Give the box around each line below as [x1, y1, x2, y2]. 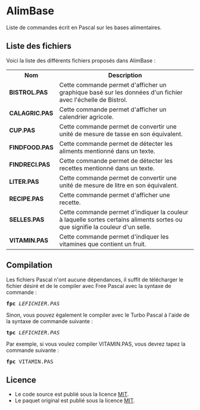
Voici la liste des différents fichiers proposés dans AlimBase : [6, 57, 156, 64]
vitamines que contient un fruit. [59, 240, 146, 248]
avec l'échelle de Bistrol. [59, 95, 127, 104]
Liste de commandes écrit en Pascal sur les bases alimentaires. [6, 24, 162, 31]
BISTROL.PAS [9, 88, 48, 96]
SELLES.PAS [9, 215, 45, 224]
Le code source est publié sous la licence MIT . [14, 391, 129, 398]
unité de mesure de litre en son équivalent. [59, 181, 179, 189]
